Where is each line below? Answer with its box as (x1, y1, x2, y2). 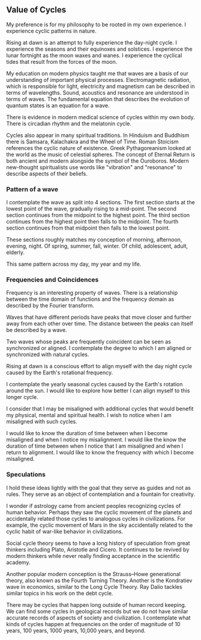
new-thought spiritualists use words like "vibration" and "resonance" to (6, 163, 182, 171)
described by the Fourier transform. (6, 302, 95, 309)
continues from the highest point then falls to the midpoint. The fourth (6, 218, 179, 225)
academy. (6, 559, 31, 566)
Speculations (6, 470, 46, 478)
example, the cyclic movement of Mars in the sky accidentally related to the (6, 521, 193, 529)
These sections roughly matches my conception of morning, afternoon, (6, 236, 182, 243)
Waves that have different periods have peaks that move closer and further (6, 313, 192, 321)
